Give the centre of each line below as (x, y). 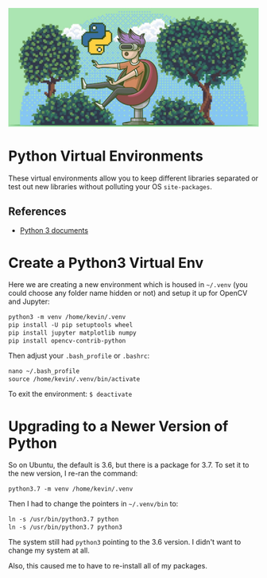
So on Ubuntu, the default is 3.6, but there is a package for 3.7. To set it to (129, 465)
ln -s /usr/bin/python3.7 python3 (66, 528)
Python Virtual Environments (106, 156)
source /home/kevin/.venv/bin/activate (74, 379)
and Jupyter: (29, 301)
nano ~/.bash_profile (44, 371)
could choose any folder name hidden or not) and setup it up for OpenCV (128, 293)
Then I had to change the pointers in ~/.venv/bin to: (93, 504)
